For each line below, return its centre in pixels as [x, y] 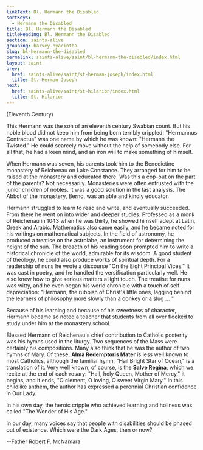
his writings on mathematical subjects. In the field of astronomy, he [90, 234]
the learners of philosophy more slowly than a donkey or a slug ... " [90, 298]
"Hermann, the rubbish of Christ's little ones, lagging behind [116, 292]
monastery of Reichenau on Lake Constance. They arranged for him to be [98, 170]
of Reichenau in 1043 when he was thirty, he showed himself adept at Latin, [101, 220]
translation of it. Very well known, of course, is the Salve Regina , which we [100, 367]
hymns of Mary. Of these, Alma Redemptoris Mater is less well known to [98, 354]
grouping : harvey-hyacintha [42, 46]
